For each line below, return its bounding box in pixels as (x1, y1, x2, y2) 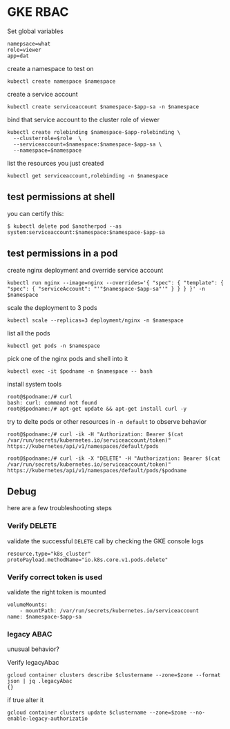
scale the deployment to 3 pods (7, 303, 98, 311)
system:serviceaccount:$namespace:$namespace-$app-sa (7, 229, 166, 235)
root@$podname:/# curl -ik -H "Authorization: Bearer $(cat (7, 431, 184, 438)
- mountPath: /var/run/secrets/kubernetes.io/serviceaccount (19, 607, 199, 614)
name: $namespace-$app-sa (7, 613, 82, 620)
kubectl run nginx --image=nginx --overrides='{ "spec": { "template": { (7, 279, 224, 286)
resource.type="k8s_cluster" (7, 550, 91, 557)
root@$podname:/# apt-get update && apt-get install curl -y (7, 405, 187, 412)
